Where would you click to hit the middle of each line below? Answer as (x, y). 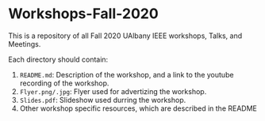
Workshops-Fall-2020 (83, 14)
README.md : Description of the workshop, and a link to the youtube (127, 74)
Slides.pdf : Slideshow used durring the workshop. (103, 100)
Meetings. (25, 43)
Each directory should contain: (58, 59)
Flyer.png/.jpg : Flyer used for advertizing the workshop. (113, 91)
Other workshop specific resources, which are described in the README (138, 108)
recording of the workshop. (64, 83)
